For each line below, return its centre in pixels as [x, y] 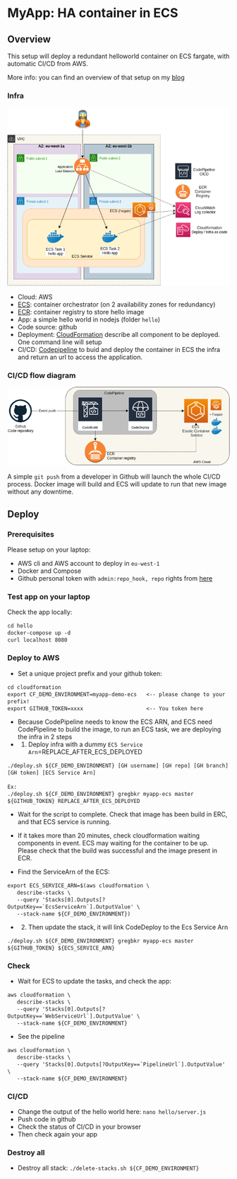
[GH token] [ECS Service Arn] [52, 773]
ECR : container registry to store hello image [81, 312]
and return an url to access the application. [80, 357]
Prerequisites [31, 534]
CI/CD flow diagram [42, 375]
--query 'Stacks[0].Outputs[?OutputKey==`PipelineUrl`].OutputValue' [121, 1064]
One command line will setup [60, 342]
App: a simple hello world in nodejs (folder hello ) [89, 319]
